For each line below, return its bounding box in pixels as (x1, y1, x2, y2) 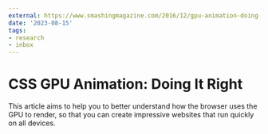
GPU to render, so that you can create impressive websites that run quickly (8, 110, 254, 120)
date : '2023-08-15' (8, 19, 73, 27)
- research (8, 33, 45, 42)
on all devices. (8, 118, 56, 128)
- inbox (8, 41, 34, 49)
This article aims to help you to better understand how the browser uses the (8, 101, 258, 111)
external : (8, 11, 41, 20)
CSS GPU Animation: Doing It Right (8, 75, 243, 94)
